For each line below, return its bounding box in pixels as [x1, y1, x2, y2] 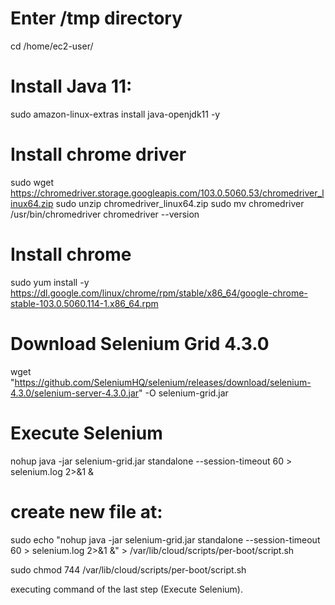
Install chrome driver [10, 143, 187, 166]
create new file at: [10, 500, 163, 523]
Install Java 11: [10, 75, 133, 98]
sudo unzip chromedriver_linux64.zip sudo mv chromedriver [55, 197, 305, 209]
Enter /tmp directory [10, 7, 183, 30]
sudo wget [10, 176, 55, 188]
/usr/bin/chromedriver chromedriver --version [10, 208, 200, 220]
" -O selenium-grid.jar [138, 387, 229, 399]
